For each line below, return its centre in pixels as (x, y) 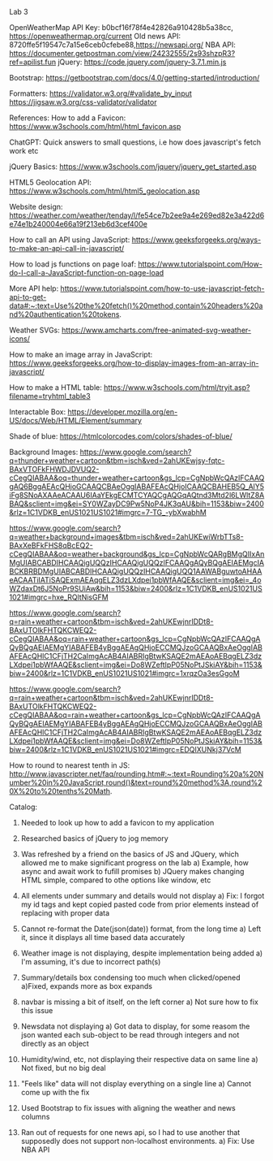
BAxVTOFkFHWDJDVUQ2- (54, 469)
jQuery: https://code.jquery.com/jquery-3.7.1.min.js (142, 62)
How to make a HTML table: (55, 388)
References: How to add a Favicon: (68, 118)
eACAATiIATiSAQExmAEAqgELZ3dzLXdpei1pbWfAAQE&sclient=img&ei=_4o (135, 580)
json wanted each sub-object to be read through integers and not (130, 1035)
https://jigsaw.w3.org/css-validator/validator (83, 102)
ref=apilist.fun (32, 62)
